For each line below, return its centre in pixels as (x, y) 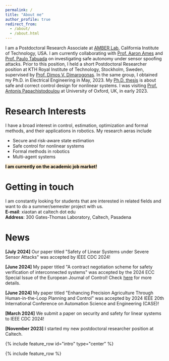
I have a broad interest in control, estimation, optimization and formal (77, 125)
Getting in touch (40, 187)
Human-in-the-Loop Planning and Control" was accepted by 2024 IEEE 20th (85, 298)
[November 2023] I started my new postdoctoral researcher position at (79, 328)
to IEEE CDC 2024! (25, 318)
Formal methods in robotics (41, 151)
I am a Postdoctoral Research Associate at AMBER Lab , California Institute (82, 48)
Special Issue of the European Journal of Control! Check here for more (79, 277)
